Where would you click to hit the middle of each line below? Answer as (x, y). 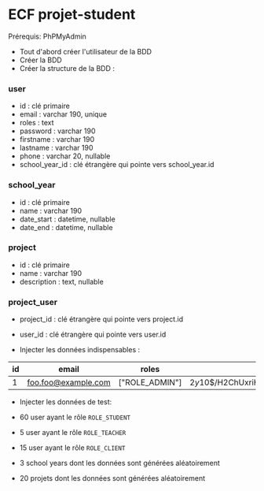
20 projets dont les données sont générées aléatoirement (112, 478)
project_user (33, 302)
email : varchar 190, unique (63, 114)
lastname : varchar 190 (56, 148)
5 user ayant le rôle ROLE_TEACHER (73, 433)
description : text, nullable (61, 281)
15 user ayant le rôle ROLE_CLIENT (72, 448)
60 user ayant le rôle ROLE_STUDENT (75, 417)
